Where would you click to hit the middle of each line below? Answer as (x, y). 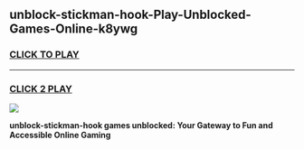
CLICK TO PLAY (44, 55)
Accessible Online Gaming (60, 135)
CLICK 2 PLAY (41, 88)
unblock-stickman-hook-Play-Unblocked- (130, 15)
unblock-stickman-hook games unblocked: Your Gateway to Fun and (141, 125)
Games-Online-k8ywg (74, 29)
